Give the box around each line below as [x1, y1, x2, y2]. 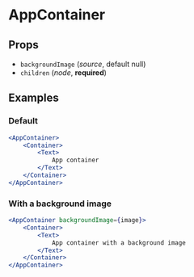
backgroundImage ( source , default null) [19, 59, 146, 69]
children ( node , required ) [19, 68, 108, 78]
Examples [8, 91, 59, 105]
